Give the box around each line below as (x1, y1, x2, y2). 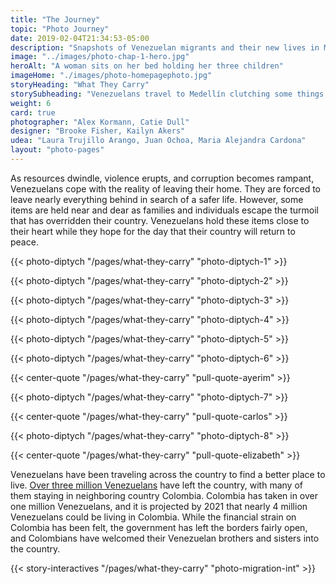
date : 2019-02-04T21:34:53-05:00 (10, 33, 150, 43)
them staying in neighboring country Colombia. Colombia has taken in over (10, 489, 318, 501)
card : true (10, 107, 56, 118)
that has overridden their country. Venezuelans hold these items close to (10, 214, 310, 226)
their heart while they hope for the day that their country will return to (10, 225, 296, 237)
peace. (10, 236, 39, 248)
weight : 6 (10, 98, 52, 108)
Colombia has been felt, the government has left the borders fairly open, (10, 521, 308, 533)
